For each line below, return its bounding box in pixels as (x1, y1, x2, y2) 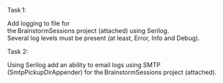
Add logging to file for (7, 19, 70, 27)
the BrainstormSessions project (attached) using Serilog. (7, 27, 169, 35)
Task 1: (7, 6, 26, 14)
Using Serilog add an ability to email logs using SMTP (7, 61, 161, 68)
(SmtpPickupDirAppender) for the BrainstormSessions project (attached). (7, 68, 217, 76)
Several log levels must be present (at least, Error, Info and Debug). (7, 34, 200, 42)
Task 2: (7, 48, 29, 55)
